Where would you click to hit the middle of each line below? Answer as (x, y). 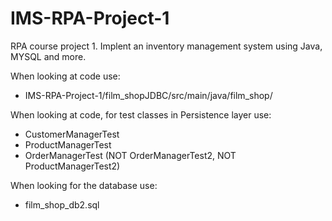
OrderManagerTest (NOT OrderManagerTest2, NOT (130, 155)
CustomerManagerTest (72, 134)
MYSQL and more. (48, 56)
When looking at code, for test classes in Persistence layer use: (141, 114)
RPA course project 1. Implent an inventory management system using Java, (166, 46)
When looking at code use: (65, 76)
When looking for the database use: (84, 185)
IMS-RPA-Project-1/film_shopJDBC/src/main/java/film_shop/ (148, 95)
